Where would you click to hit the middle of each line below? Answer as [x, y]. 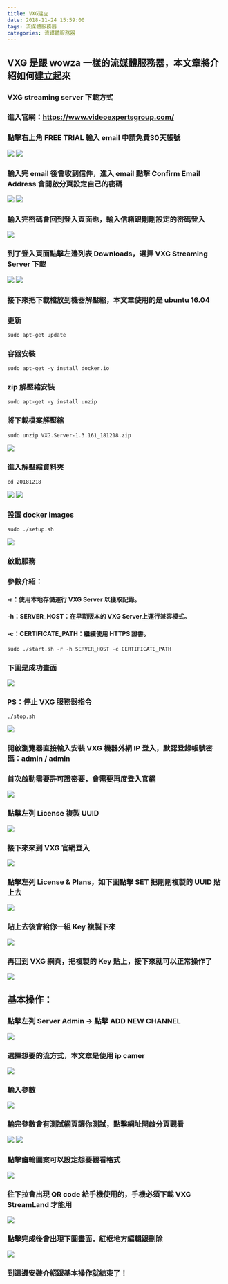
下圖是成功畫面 [32, 667]
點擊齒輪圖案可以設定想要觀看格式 [64, 1160]
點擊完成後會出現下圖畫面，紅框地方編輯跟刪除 [85, 1239]
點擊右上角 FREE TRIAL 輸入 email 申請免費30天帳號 [94, 138]
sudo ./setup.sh [30, 530]
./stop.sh [21, 717]
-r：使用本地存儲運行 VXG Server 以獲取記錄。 [74, 599]
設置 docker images [41, 515]
